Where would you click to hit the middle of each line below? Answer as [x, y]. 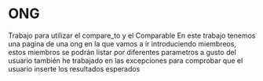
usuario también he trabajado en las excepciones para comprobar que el [126, 61]
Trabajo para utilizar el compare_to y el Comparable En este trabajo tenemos [132, 35]
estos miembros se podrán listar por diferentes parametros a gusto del [122, 52]
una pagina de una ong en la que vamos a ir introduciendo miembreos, [122, 43]
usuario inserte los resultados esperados [74, 68]
